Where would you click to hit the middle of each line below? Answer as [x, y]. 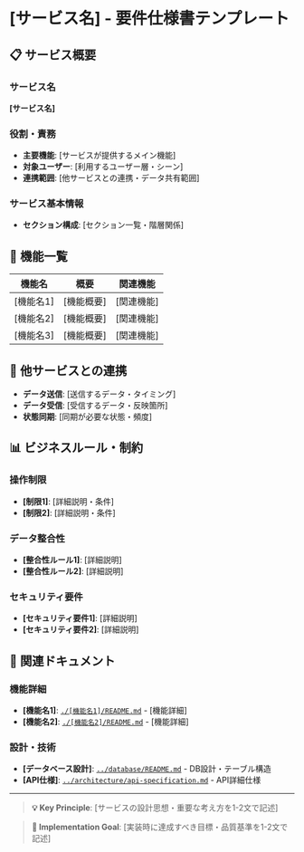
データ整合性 [38, 538]
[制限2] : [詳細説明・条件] [69, 512]
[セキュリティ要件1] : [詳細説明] [80, 618]
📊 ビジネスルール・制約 [76, 448]
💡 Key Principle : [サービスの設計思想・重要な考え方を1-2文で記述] [155, 808]
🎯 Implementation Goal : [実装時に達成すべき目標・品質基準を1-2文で [160, 827]
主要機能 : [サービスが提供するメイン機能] [99, 156]
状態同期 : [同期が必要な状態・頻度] [87, 416]
